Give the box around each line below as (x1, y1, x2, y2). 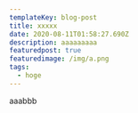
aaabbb (9, 95, 37, 106)
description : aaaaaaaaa (9, 37, 98, 47)
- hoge (17, 71, 42, 80)
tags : (9, 63, 29, 72)
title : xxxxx (9, 21, 58, 30)
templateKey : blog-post (9, 12, 98, 22)
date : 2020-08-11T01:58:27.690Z (9, 29, 129, 38)
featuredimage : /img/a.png (9, 54, 110, 63)
